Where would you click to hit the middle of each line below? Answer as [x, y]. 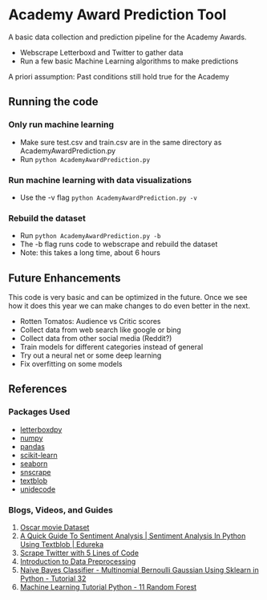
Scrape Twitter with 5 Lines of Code [79, 553]
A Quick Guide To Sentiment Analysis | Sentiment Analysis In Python [133, 536]
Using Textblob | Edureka [62, 545]
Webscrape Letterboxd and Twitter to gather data [101, 52]
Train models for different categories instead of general [111, 347]
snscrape [35, 472]
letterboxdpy [41, 429]
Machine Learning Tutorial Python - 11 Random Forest [108, 587]
